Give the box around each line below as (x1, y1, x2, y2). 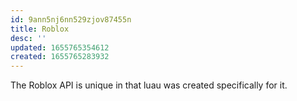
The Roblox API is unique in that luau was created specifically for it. (10, 79, 288, 91)
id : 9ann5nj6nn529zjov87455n (10, 14, 132, 25)
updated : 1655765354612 (10, 42, 110, 53)
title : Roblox (10, 24, 70, 34)
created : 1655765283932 (10, 52, 110, 62)
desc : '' (10, 33, 47, 43)
